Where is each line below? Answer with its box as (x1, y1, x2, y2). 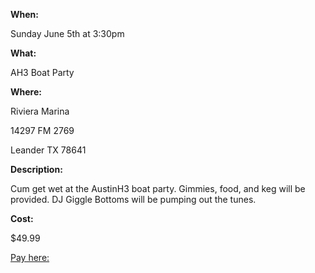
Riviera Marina (10, 105, 70, 117)
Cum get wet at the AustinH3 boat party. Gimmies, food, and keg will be (10, 183, 306, 194)
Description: (10, 164, 63, 175)
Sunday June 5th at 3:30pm (10, 28, 125, 39)
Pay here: (10, 252, 50, 263)
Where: (10, 86, 42, 98)
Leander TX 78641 (10, 144, 87, 156)
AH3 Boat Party (10, 67, 75, 78)
